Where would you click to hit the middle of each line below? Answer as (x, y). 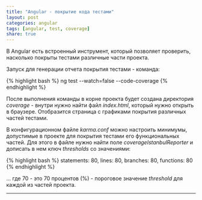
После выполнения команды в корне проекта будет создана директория (100, 99)
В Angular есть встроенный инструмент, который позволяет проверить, (99, 51)
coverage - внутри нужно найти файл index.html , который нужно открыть (100, 105)
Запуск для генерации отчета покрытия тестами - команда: (83, 69)
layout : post (23, 17)
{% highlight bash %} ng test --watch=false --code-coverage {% (87, 81)
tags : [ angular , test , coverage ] (48, 29)
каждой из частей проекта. (41, 185)
